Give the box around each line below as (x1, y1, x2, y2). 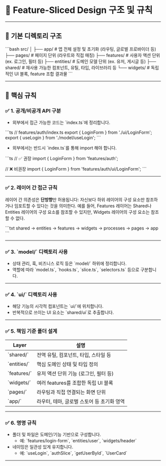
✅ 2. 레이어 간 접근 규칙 (5, 184, 58, 191)
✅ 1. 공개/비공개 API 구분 (5, 108, 61, 115)
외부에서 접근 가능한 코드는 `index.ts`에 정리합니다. (12, 119, 110, 125)
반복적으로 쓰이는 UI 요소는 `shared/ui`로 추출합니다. (12, 309, 114, 315)
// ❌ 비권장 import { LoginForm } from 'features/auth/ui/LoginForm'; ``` (5, 166, 147, 172)
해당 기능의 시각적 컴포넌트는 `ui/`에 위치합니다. (12, 303, 104, 309)
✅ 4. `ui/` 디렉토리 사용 (5, 291, 58, 298)
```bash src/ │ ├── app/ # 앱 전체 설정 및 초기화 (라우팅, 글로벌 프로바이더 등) (5, 46, 157, 52)
